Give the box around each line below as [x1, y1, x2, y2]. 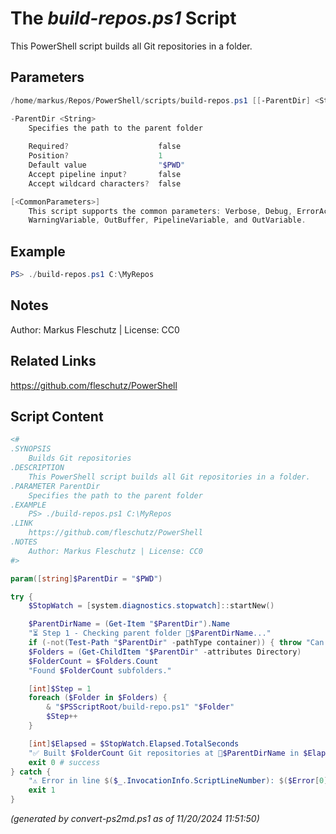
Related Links [10, 353, 97, 370]
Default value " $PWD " [28, 160, 186, 170]
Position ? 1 [28, 151, 163, 161]
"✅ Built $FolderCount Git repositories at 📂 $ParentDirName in [28, 748, 300, 758]
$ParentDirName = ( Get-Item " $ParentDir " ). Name [28, 619, 230, 629]
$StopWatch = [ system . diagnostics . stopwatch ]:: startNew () [28, 601, 275, 611]
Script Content [10, 408, 104, 425]
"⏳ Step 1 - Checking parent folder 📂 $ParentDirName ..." [28, 628, 272, 639]
